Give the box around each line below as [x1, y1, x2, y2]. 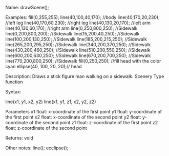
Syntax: [5, 89, 22, 94]
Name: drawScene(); [5, 5, 49, 10]
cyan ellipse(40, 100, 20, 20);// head [5, 64, 82, 69]
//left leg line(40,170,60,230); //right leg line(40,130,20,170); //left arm [5, 20, 151, 26]
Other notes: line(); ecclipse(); [5, 145, 69, 151]
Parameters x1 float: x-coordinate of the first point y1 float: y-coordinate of [5, 109, 162, 114]
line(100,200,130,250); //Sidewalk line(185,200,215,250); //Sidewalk [5, 36, 147, 42]
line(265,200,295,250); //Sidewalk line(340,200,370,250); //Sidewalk [5, 42, 151, 48]
